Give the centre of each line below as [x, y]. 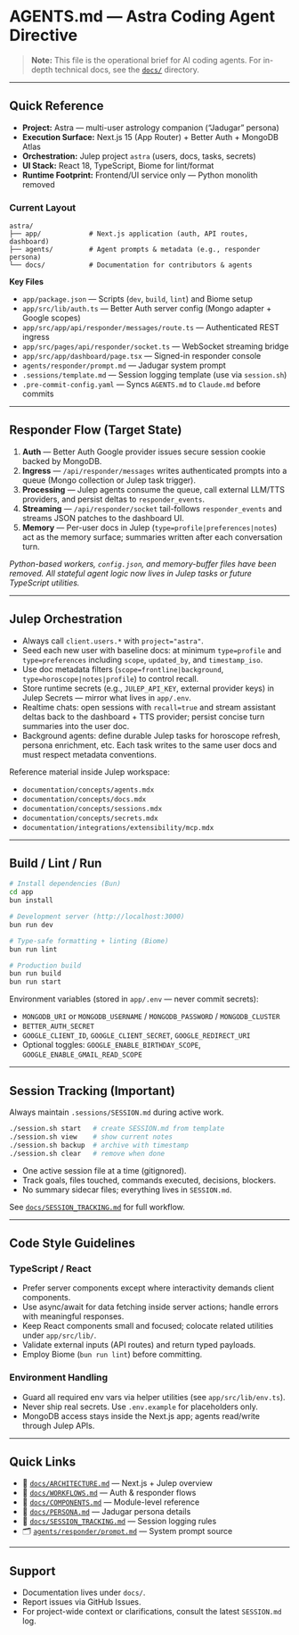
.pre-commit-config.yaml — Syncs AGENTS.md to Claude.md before [141, 385]
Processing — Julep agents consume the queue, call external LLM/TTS [153, 489]
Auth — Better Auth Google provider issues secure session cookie [144, 452]
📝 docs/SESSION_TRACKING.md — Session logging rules [119, 1521]
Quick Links [43, 1461]
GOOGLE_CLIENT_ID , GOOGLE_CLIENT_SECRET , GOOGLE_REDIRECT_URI [136, 1035]
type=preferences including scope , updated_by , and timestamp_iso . [142, 660]
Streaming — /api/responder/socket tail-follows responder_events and [152, 508]
